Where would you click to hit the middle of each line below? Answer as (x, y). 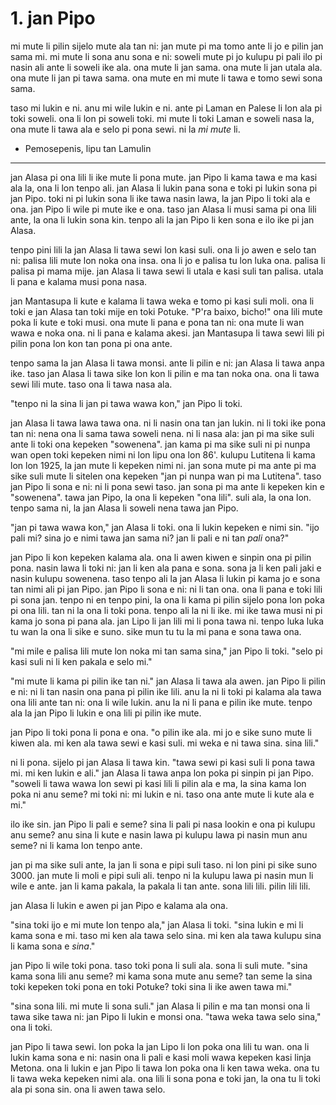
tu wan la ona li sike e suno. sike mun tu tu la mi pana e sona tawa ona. (156, 631)
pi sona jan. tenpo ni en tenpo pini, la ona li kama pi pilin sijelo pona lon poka (167, 599)
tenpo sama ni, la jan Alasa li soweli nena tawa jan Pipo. (124, 508)
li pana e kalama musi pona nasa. (79, 281)
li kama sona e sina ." (53, 946)
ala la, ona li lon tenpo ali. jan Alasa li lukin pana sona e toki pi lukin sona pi (164, 188)
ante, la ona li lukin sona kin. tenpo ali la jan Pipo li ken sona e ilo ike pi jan (162, 219)
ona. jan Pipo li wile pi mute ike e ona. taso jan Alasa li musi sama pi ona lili (163, 209)
